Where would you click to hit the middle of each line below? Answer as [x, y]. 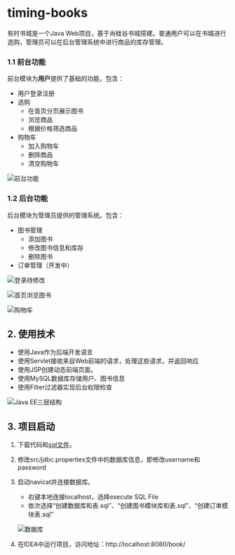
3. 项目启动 [31, 426]
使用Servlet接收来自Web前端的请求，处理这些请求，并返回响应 [108, 361]
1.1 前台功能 [27, 62]
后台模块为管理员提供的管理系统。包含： [66, 215]
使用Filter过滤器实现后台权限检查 [65, 387]
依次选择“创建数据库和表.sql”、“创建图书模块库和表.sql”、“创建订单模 [128, 506]
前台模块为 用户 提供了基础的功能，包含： [66, 79]
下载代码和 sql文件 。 [46, 445]
